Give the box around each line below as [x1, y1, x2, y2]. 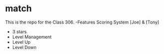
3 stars [12, 28, 27, 34]
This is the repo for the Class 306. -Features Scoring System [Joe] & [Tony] [5, 19, 160, 25]
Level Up [12, 39, 31, 45]
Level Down [12, 44, 37, 50]
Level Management [12, 34, 52, 40]
